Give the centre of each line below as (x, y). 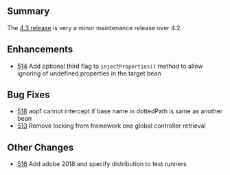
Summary (28, 11)
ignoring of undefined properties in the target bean (89, 73)
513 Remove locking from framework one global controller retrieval (111, 126)
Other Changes (41, 147)
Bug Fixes (28, 95)
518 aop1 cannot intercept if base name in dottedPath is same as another (120, 111)
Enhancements (40, 50)
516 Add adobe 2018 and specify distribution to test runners (102, 164)
